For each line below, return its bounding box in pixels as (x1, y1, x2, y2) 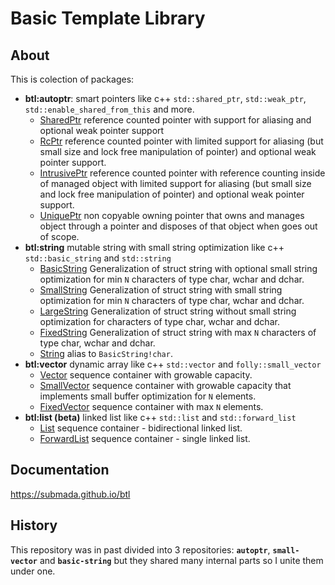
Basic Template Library (10, 7, 206, 30)
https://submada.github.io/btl (10, 488, 131, 500)
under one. (10, 565, 56, 577)
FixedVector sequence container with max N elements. (39, 401, 264, 412)
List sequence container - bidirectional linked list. (39, 422, 243, 434)
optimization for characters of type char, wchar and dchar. (39, 316, 280, 327)
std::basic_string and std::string (24, 252, 172, 264)
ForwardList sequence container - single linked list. (39, 433, 251, 444)
